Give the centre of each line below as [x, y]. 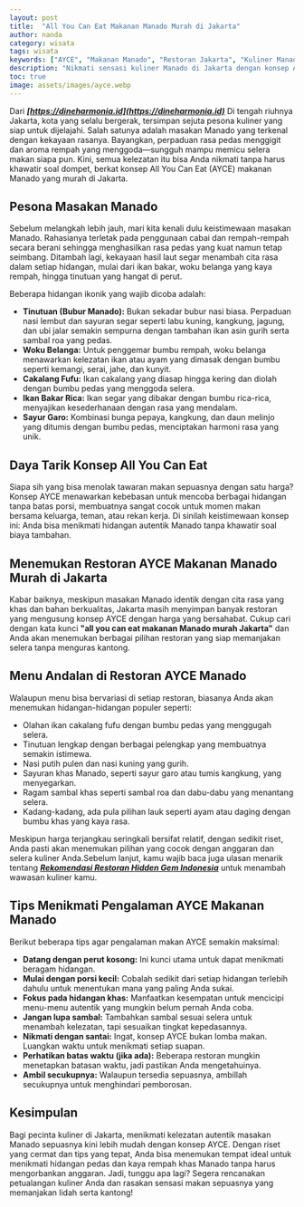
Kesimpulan [44, 1113]
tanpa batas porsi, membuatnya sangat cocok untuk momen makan [135, 506]
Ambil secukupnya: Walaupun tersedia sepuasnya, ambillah [135, 1075]
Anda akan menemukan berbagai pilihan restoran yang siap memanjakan [145, 638]
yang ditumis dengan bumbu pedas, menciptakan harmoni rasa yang [150, 427]
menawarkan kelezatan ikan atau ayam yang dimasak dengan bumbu [151, 359]
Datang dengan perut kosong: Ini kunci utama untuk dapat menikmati [153, 959]
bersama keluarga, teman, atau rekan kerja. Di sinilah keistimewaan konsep [149, 516]
